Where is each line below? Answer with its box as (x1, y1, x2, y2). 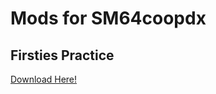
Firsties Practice (10, 47, 115, 64)
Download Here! (10, 73, 78, 85)
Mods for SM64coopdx (10, 7, 207, 30)
